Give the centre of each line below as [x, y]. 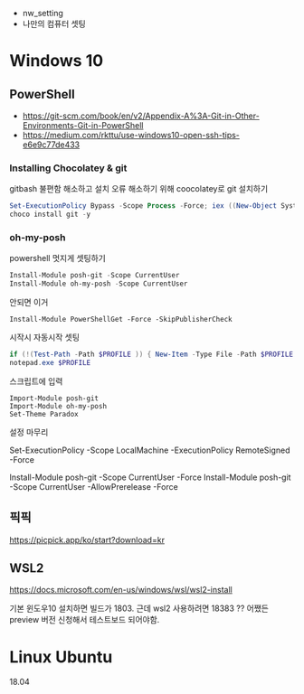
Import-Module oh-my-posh [58, 406]
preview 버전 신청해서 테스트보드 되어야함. [85, 620]
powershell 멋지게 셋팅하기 [57, 258]
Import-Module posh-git [54, 398]
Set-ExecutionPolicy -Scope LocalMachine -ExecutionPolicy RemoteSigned [150, 450]
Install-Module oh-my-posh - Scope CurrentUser [99, 284]
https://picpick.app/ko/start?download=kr [87, 539]
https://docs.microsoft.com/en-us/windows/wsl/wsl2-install [121, 590]
